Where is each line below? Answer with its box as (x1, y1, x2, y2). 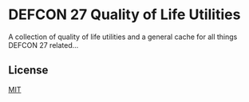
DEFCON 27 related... (8, 40, 79, 49)
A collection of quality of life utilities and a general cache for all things (8, 32, 238, 41)
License (8, 64, 49, 77)
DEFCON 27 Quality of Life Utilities (8, 6, 241, 24)
